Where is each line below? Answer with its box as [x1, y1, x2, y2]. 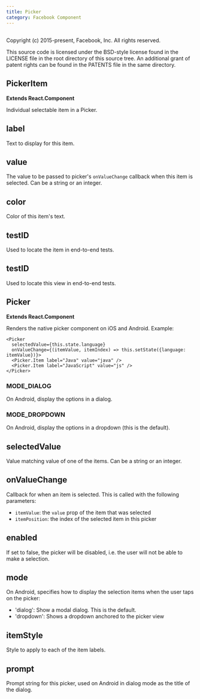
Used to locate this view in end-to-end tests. [6, 279, 116, 286]
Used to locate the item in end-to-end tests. [6, 246, 114, 253]
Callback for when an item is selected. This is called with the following [6, 491, 180, 498]
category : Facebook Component [6, 14, 82, 20]
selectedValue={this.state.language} [11, 341, 106, 348]
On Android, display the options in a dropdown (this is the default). [6, 424, 171, 431]
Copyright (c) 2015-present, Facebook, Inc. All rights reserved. [6, 37, 161, 44]
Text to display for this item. [6, 140, 75, 147]
